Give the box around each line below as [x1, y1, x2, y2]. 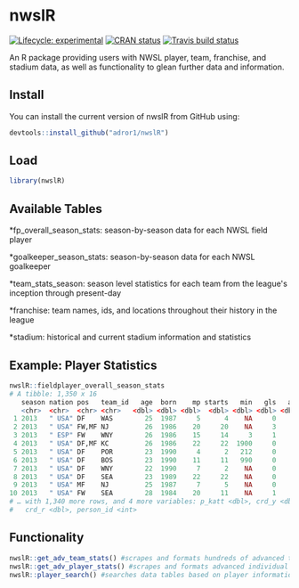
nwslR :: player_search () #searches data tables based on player [9, 570, 249, 579]
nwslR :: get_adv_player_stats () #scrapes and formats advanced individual [9, 562, 289, 571]
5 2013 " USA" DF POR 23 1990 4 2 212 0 [12, 447, 277, 456]
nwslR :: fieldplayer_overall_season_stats [9, 380, 166, 390]
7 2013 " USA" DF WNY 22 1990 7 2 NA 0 [12, 464, 277, 473]
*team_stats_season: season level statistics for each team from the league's [9, 278, 287, 290]
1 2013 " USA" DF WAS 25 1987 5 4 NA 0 [12, 414, 277, 423]
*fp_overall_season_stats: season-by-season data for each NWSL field [9, 225, 269, 236]
